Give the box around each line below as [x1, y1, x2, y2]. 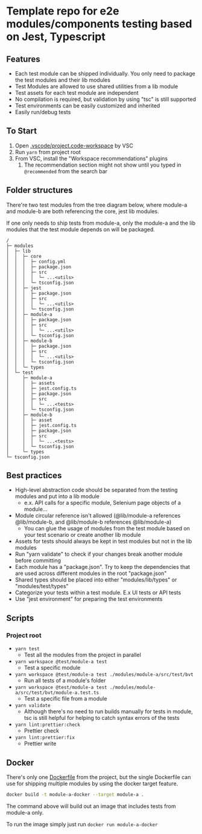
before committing [14, 557, 62, 564]
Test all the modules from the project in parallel [24, 651, 142, 659]
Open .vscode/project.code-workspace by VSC [14, 142, 134, 149]
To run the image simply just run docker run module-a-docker [6, 820, 158, 828]
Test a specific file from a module [24, 695, 107, 702]
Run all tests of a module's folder [24, 677, 106, 684]
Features [6, 54, 40, 64]
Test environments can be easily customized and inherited [14, 102, 160, 109]
